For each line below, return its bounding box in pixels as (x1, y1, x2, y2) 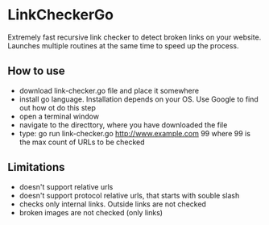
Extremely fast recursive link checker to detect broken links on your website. (7, 32, 262, 42)
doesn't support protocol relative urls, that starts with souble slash (19, 190, 240, 200)
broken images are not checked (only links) (19, 207, 163, 217)
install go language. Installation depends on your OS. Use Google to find (19, 94, 259, 104)
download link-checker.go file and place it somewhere (19, 85, 199, 95)
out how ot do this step (19, 102, 96, 112)
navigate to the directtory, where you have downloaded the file (19, 119, 228, 130)
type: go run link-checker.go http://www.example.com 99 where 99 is (19, 128, 251, 138)
